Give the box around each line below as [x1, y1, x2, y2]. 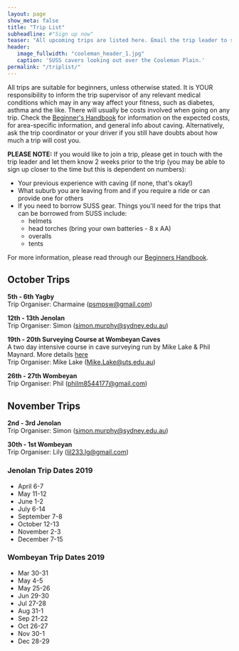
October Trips [7, 274, 70, 286]
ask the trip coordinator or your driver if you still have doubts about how [7, 128, 218, 137]
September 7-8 [17, 512, 63, 521]
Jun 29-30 [17, 591, 50, 600]
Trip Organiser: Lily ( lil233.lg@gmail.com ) [7, 448, 129, 457]
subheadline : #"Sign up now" [7, 30, 94, 38]
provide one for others [17, 194, 84, 202]
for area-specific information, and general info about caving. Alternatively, [7, 120, 225, 129]
